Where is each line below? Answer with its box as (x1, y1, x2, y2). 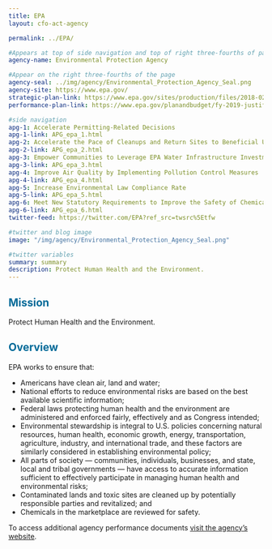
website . (8, 531, 37, 541)
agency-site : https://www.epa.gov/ (8, 86, 129, 94)
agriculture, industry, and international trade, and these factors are (19, 438, 243, 448)
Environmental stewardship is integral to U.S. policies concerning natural (19, 421, 262, 431)
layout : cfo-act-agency (8, 19, 89, 28)
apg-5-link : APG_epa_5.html (8, 191, 104, 199)
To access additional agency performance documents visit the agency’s (8, 522, 249, 532)
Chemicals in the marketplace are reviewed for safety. (19, 507, 201, 517)
